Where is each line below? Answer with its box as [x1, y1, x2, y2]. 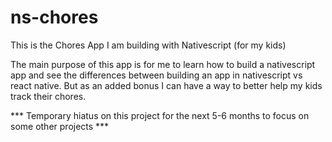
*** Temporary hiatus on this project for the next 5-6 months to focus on [10, 109, 310, 121]
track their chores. [10, 90, 87, 102]
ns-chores [10, 6, 99, 29]
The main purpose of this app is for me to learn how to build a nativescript [10, 58, 316, 70]
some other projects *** [10, 120, 110, 132]
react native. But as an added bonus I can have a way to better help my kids [10, 79, 323, 91]
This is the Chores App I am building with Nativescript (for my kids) [10, 39, 287, 51]
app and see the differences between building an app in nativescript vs [10, 69, 303, 81]
